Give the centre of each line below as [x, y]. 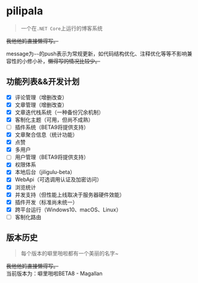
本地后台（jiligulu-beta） [45, 172]
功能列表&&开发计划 [43, 82]
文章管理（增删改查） [41, 104]
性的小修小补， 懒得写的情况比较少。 [55, 61]
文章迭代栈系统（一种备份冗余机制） [59, 112]
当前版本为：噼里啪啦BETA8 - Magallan [54, 273]
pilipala [25, 11]
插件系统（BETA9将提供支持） [52, 127]
